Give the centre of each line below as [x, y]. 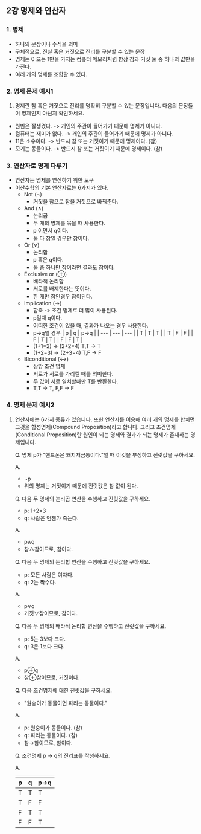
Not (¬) [33, 195]
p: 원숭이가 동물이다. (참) [53, 728]
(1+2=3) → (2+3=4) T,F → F [67, 353]
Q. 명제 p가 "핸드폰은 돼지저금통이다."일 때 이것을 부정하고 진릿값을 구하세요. [105, 454]
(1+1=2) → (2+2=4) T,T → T [67, 346]
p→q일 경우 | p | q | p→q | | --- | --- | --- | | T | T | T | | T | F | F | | [113, 333]
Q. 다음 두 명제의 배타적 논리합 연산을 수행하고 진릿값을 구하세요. [91, 626]
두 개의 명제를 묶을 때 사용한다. [69, 223]
